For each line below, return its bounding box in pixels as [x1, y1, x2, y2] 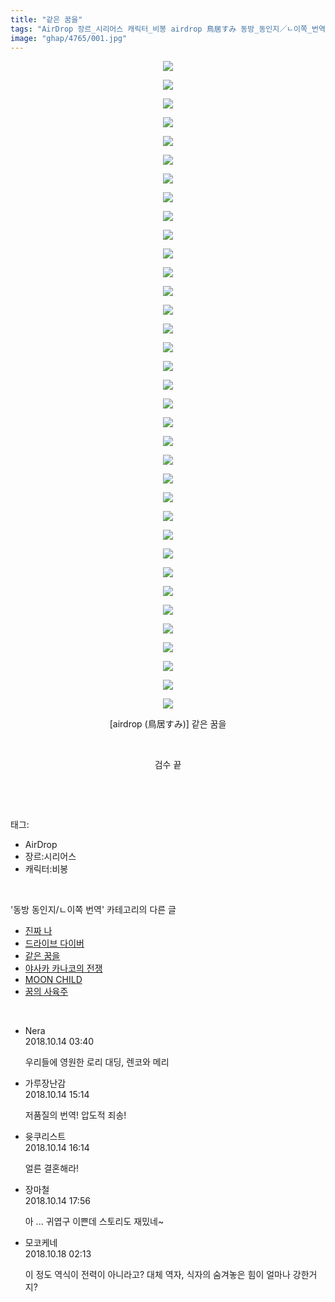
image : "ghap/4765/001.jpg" [10, 33, 128, 43]
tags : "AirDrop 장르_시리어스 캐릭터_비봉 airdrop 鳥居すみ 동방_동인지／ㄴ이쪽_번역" [10, 24, 331, 34]
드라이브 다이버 [24, 937, 85, 950]
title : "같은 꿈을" [10, 14, 83, 25]
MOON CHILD [24, 974, 83, 986]
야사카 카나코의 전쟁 [24, 962, 103, 975]
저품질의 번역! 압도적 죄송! [24, 1109, 127, 1121]
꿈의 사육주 [24, 986, 69, 998]
